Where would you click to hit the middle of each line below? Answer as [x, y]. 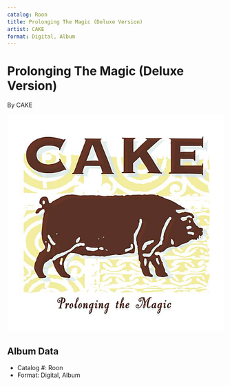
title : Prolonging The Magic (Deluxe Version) [75, 22]
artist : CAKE [26, 29]
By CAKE [20, 105]
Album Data [33, 351]
